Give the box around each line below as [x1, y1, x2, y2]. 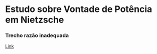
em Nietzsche [5, 14, 64, 25]
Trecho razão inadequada [5, 32, 69, 39]
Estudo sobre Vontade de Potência [5, 3, 152, 15]
